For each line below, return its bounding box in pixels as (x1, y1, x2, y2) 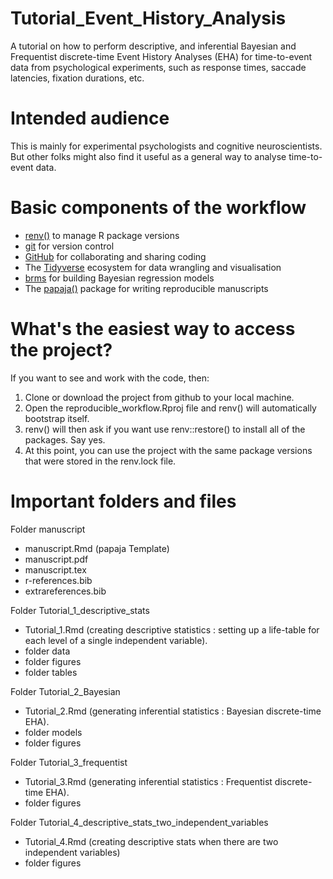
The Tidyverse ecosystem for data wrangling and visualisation (24, 261, 282, 273)
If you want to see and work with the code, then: (10, 372, 210, 384)
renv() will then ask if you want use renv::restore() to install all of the (24, 423, 306, 435)
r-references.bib (24, 574, 93, 586)
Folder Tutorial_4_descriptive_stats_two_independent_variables (10, 816, 269, 828)
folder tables (24, 666, 78, 678)
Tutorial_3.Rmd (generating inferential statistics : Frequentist (24, 775, 273, 787)
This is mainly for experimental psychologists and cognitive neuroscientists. (10, 140, 323, 152)
